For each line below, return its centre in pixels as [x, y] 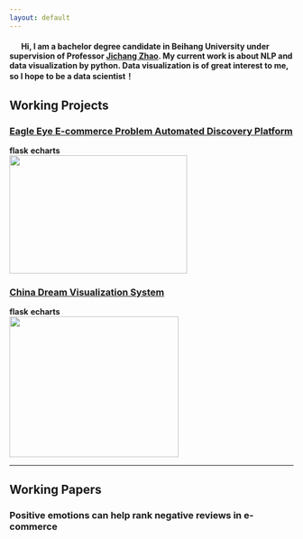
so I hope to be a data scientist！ [71, 77]
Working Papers [55, 489]
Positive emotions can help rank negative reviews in [125, 515]
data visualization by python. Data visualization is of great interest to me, [149, 66]
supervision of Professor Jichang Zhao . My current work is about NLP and [151, 56]
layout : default [40, 18]
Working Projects [60, 105]
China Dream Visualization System [87, 292]
